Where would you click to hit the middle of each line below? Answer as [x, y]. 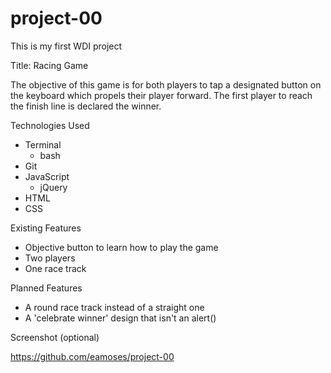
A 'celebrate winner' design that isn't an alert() [120, 318]
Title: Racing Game [49, 65]
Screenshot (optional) [55, 337]
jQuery [53, 187]
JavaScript [47, 176]
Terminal [43, 144]
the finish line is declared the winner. [86, 106]
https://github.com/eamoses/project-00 [92, 356]
